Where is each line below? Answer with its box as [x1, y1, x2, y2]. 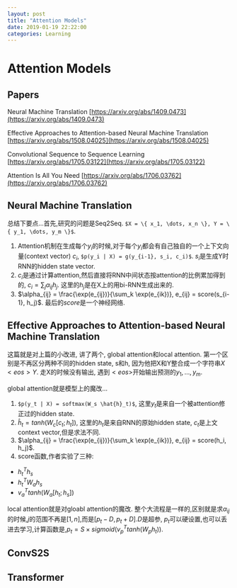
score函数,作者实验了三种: [17, 452, 94, 460]
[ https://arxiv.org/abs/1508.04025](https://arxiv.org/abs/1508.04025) [7, 136, 209, 145]
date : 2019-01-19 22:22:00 [7, 23, 87, 30]
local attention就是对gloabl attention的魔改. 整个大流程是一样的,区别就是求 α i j [7, 504, 230, 514]
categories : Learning [7, 30, 71, 38]
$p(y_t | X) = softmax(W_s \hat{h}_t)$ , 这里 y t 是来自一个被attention [17, 399, 219, 409]
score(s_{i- [197, 290, 230, 298]
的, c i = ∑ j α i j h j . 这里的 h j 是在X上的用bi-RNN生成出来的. [17, 281, 175, 291]
